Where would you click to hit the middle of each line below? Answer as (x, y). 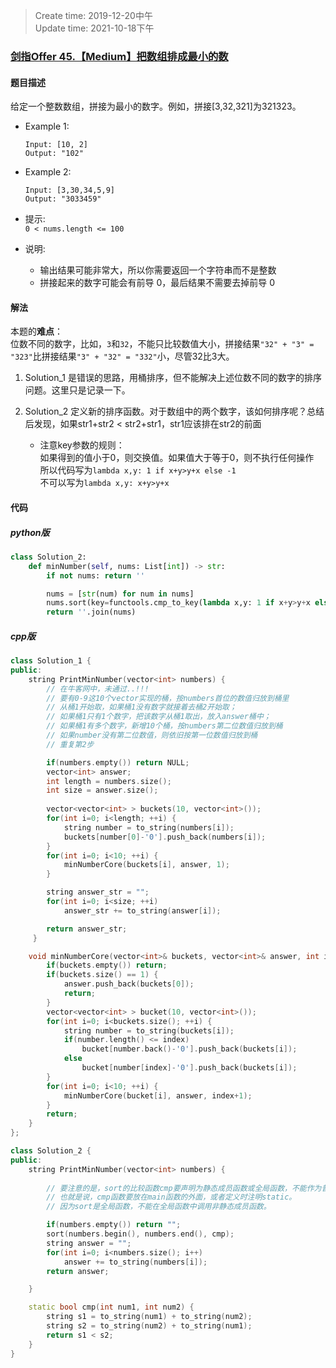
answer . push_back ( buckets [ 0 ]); (129, 984)
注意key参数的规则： (82, 445)
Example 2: (48, 172)
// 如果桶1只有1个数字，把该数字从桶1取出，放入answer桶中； (159, 717)
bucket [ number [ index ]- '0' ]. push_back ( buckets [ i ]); (189, 1068)
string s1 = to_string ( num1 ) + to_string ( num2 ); (149, 1317)
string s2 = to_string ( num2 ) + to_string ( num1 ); (149, 1326)
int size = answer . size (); (102, 790)
